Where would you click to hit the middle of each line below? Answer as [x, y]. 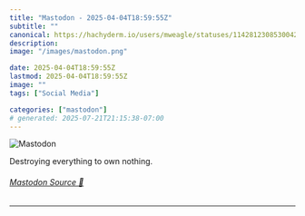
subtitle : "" [34, 26]
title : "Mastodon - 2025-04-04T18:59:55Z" [91, 18]
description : [34, 43]
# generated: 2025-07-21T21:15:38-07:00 [87, 118]
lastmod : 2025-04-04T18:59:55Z [69, 77]
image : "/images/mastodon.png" [69, 52]
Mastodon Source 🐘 [47, 182]
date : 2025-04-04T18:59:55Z [63, 68]
